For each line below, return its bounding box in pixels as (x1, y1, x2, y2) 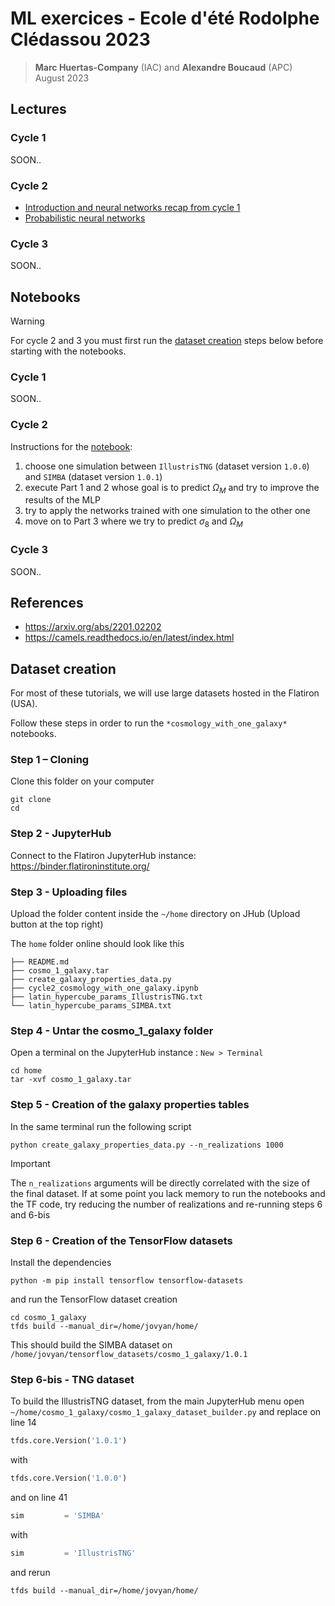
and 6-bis (10, 1208, 51, 1221)
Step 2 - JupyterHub (10, 827, 112, 841)
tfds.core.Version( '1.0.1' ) (10, 1436, 128, 1446)
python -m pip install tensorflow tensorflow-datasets (10, 1275, 244, 1286)
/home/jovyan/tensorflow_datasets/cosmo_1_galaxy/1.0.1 (10, 1349, 248, 1359)
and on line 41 (10, 1491, 68, 1503)
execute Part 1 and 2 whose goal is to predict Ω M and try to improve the (24, 481, 320, 496)
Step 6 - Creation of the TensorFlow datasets (10, 1233, 233, 1247)
